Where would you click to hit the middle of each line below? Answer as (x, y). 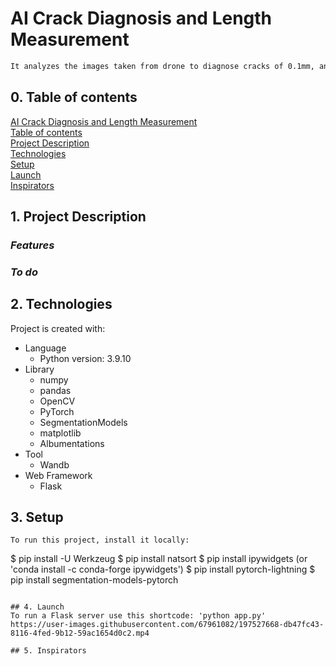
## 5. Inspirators (48, 651)
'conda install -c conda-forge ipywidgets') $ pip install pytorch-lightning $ (163, 569)
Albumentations (72, 443)
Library (39, 369)
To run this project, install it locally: (100, 540)
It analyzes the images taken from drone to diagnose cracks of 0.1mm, (162, 66)
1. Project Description (78, 217)
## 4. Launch (37, 607)
